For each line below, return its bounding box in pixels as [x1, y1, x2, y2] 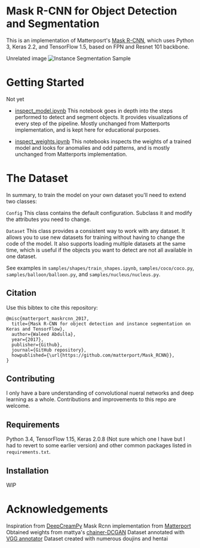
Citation [6, 288, 37, 298]
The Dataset [6, 172, 69, 185]
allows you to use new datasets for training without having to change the [6, 234, 185, 241]
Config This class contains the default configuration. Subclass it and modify [6, 209, 192, 216]
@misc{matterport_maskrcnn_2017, [6, 316, 90, 322]
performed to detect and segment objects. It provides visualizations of [14, 113, 188, 120]
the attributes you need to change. [6, 216, 91, 223]
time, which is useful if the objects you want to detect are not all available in [6, 246, 193, 253]
